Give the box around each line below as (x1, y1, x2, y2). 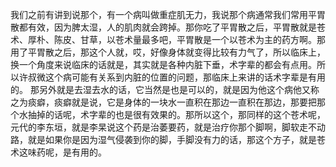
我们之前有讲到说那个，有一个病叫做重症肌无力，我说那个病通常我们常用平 (10, 9, 317, 20)
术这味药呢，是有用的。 (10, 146, 107, 158)
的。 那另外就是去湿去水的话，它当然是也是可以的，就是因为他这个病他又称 (10, 84, 320, 95)
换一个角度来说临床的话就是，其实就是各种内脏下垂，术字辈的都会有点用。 (10, 59, 317, 70)
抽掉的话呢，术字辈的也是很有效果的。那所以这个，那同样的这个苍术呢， (27, 109, 326, 120)
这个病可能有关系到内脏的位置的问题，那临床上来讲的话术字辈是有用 (44, 71, 326, 83)
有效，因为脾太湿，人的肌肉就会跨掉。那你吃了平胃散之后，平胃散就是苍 (27, 21, 326, 33)
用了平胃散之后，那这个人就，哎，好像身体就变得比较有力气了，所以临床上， (10, 46, 326, 58)
